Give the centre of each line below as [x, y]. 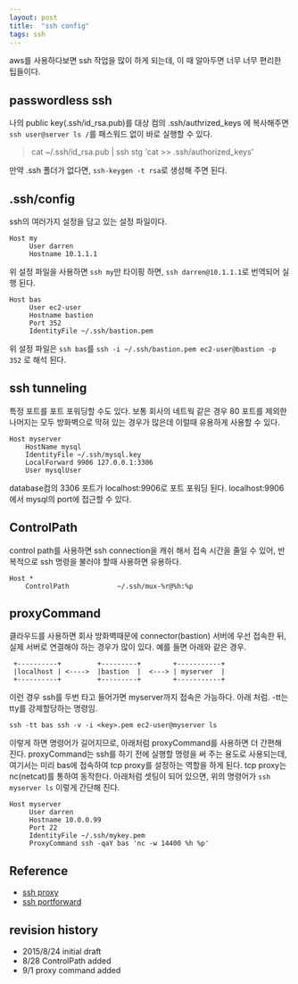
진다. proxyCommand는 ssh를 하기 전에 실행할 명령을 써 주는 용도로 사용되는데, [148, 754]
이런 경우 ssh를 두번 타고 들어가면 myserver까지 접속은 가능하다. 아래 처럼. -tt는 [149, 698]
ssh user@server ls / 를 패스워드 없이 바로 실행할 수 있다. [111, 134]
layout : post [33, 17]
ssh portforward [52, 902]
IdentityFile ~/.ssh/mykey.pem [87, 836]
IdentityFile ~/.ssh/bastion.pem [91, 331]
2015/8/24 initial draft [62, 952]
